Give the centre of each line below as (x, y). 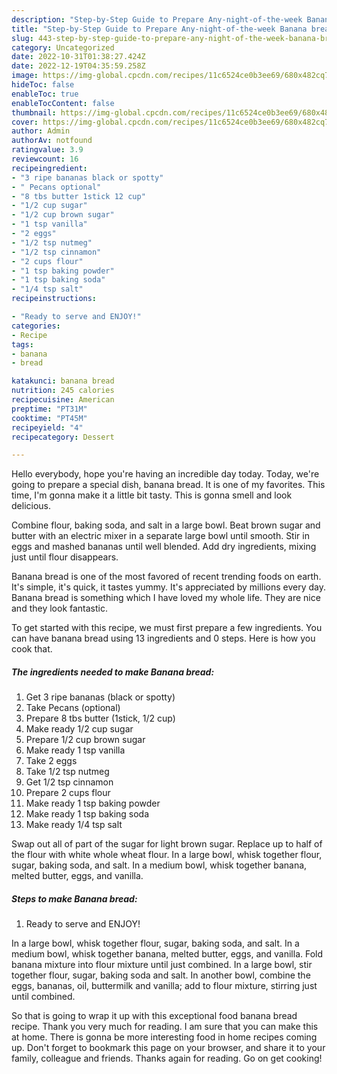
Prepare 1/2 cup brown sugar (85, 740)
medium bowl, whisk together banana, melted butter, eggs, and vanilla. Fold (167, 954)
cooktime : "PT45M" (49, 418)
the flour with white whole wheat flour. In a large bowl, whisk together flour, (167, 855)
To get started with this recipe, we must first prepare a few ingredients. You (167, 628)
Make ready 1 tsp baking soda (87, 814)
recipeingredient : (49, 168)
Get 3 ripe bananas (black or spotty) (100, 697)
